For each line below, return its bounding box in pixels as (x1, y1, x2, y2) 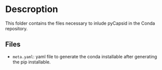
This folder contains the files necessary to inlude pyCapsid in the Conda (5, 20, 155, 26)
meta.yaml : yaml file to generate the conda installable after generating (12, 53, 157, 59)
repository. (5, 25, 28, 31)
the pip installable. (12, 59, 51, 65)
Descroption (5, 4, 59, 15)
